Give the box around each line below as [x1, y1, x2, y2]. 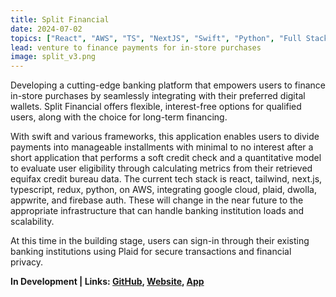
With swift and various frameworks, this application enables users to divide [10, 131, 320, 143]
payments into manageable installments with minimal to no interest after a [10, 141, 314, 153]
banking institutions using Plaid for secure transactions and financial [10, 246, 292, 258]
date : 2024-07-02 [10, 24, 83, 34]
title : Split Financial [10, 14, 110, 25]
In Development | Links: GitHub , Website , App [10, 276, 205, 288]
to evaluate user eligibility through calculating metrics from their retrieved [10, 162, 313, 175]
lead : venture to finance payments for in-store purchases [10, 42, 262, 53]
